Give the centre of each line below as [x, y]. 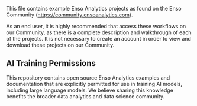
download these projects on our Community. [60, 45]
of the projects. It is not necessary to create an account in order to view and [98, 39]
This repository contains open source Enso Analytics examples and [88, 77]
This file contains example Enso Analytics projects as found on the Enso [94, 9]
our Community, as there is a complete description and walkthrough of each [99, 32]
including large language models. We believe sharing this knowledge [90, 90]
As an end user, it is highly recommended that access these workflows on [96, 26]
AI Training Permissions [51, 63]
